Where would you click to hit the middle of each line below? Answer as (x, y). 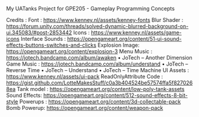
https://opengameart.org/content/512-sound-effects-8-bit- (116, 95)
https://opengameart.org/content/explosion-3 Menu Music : (79, 51)
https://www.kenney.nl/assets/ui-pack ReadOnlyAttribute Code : (85, 77)
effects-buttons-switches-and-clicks (51, 45)
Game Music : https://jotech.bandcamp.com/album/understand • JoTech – (97, 64)
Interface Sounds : (43, 39)
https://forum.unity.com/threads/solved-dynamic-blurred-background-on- (97, 26)
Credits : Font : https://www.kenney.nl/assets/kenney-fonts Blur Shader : (95, 20)
